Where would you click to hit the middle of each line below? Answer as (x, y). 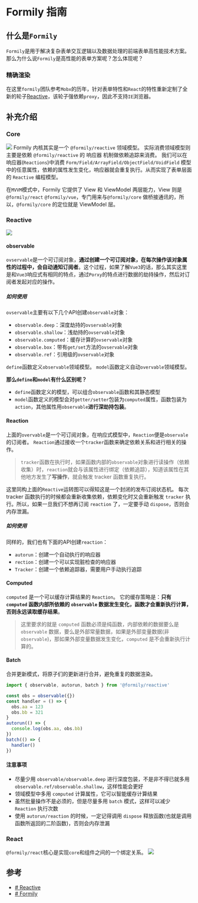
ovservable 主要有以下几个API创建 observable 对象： (68, 313)
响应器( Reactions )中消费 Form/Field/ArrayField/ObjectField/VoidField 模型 (99, 162)
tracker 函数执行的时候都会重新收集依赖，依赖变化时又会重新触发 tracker (95, 497)
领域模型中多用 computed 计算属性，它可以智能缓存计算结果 (86, 793)
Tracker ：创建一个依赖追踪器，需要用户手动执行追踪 (78, 569)
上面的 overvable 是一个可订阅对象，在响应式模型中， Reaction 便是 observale (97, 435)
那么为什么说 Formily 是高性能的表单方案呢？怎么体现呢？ (75, 58)
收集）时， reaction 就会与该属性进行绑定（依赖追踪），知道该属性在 (102, 469)
